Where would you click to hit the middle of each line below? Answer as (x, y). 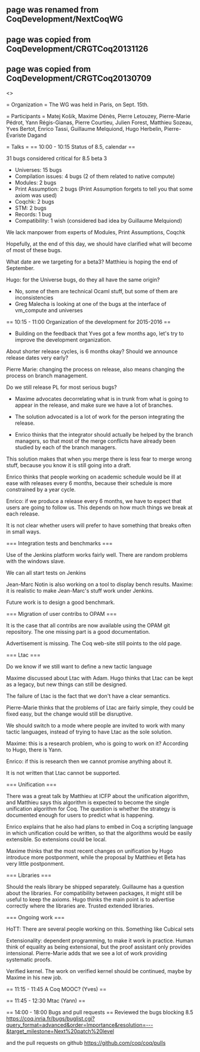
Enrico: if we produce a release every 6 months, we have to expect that (94, 501)
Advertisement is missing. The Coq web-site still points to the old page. (94, 643)
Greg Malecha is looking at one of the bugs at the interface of (90, 303)
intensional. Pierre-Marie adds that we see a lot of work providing (87, 953)
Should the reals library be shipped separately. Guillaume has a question (95, 887)
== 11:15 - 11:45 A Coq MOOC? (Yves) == (56, 989)
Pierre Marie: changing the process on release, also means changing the (96, 369)
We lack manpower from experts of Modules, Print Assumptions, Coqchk (96, 232)
